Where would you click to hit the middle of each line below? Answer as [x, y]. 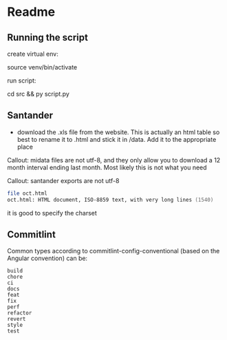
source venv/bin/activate [42, 67]
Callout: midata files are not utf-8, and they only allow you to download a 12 [114, 160]
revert [17, 319]
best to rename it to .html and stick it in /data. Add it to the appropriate [117, 139]
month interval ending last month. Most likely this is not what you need [107, 167]
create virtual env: [33, 54]
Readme [31, 12]
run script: [22, 81]
